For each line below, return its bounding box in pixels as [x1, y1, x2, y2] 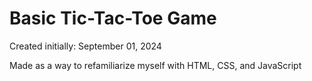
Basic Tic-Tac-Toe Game [9, 7, 217, 30]
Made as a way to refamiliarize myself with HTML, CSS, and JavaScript [9, 59, 302, 71]
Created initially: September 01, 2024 [9, 40, 162, 52]
